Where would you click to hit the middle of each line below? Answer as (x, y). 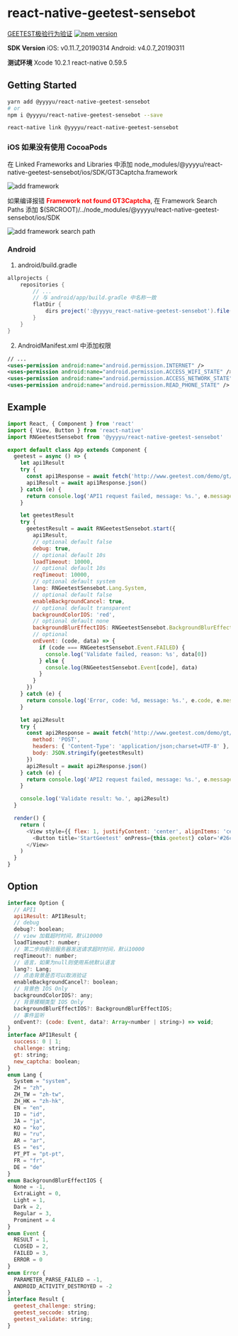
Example (27, 408)
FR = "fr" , (30, 1160)
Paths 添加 (23, 209)
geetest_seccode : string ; (52, 1313)
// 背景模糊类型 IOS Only (49, 1002)
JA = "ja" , (30, 1121)
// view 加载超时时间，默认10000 (58, 936)
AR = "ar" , (30, 1141)
